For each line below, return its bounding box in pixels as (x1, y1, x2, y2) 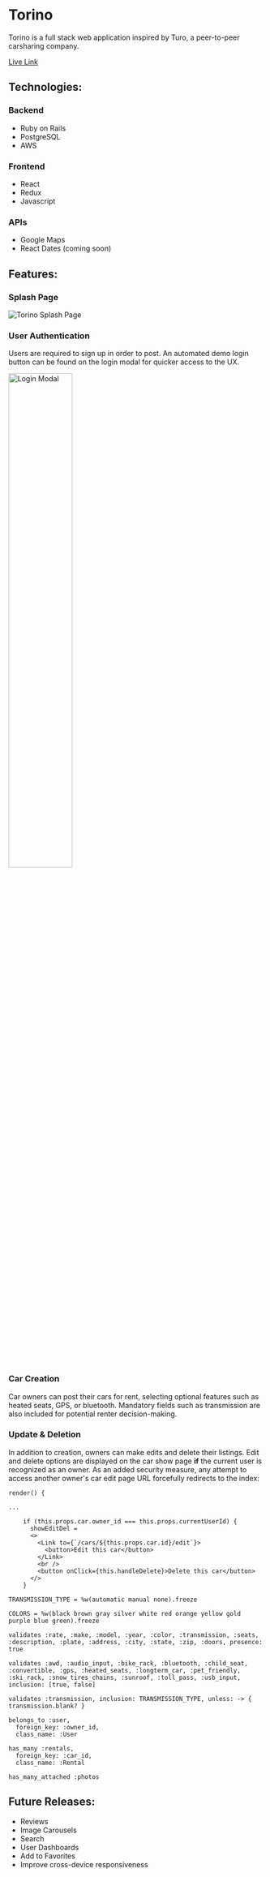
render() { (8, 1488, 45, 1497)
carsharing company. (8, 41, 79, 50)
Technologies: (8, 80, 83, 94)
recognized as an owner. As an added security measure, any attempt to (8, 1464, 247, 1474)
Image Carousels (19, 1825, 77, 1835)
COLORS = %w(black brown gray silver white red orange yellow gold (8, 1609, 242, 1617)
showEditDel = (29, 1524, 79, 1532)
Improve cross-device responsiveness (19, 1859, 148, 1869)
